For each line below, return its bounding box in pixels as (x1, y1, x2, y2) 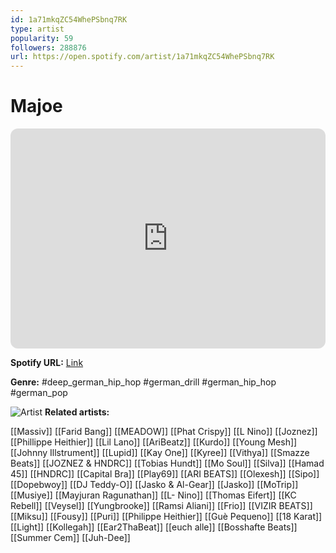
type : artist (10, 24, 65, 34)
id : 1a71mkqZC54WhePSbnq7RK (10, 14, 128, 25)
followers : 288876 (10, 42, 87, 53)
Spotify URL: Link (10, 357, 84, 369)
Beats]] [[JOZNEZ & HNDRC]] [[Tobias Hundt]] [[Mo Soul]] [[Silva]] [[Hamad (10, 457, 325, 470)
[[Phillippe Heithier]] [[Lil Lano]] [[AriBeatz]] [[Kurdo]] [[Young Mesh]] (10, 436, 298, 448)
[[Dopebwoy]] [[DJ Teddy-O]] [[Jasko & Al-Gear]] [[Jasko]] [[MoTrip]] (10, 479, 299, 491)
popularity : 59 (10, 33, 74, 43)
